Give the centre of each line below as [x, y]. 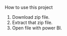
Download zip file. [31, 17]
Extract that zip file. [32, 23]
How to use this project [29, 7]
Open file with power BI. [37, 28]
